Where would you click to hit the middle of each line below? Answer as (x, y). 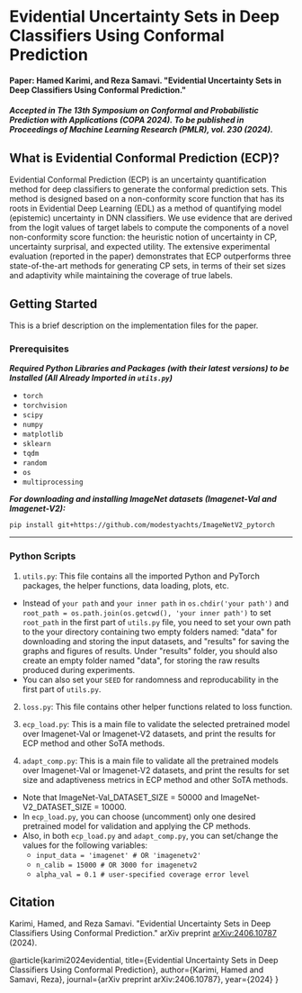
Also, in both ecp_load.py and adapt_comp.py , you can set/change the (150, 835)
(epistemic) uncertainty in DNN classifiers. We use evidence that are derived (151, 218)
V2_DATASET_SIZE (57, 806)
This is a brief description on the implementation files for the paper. (134, 325)
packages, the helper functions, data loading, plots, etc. (125, 585)
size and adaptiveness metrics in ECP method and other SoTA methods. (155, 779)
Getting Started (53, 304)
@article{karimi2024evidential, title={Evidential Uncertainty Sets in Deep (144, 961)
